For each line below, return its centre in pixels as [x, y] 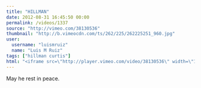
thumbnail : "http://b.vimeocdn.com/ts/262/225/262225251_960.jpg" [91, 34]
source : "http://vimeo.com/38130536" [53, 28]
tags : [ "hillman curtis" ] [38, 56]
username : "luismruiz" [40, 45]
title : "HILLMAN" [28, 12]
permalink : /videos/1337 [37, 23]
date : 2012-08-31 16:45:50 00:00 [48, 17]
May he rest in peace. [33, 78]
